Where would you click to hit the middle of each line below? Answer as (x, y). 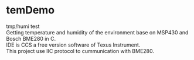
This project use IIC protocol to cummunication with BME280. (80, 51)
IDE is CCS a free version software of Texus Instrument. (73, 45)
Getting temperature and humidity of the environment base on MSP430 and (97, 32)
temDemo (30, 10)
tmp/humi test (23, 26)
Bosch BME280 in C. (31, 38)
